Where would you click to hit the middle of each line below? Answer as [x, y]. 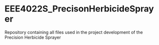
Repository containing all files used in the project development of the [74, 32]
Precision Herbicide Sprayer [33, 37]
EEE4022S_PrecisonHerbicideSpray [79, 9]
